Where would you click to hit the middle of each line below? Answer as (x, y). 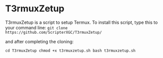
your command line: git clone (36, 27)
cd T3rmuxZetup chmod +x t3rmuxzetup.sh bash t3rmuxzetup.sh (70, 51)
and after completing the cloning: (39, 41)
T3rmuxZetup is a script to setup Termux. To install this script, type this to (81, 22)
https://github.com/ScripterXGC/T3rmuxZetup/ (53, 32)
